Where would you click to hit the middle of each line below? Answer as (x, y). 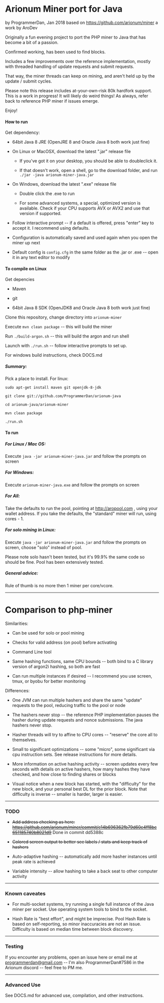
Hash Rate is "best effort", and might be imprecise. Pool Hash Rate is (81, 919)
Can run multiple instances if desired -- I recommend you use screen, (82, 676)
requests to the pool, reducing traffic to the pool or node (69, 705)
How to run (17, 122)
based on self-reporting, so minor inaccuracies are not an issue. (77, 924)
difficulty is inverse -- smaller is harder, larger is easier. (68, 794)
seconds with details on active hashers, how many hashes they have (81, 769)
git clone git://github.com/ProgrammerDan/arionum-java (63, 396)
